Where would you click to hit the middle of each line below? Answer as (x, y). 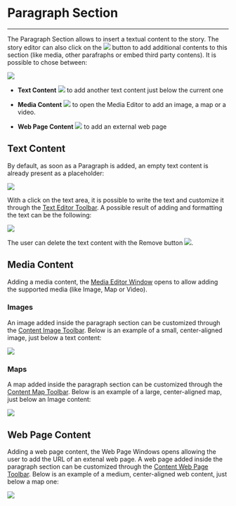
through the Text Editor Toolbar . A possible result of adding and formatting (115, 207)
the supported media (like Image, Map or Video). (77, 289)
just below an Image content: (49, 400)
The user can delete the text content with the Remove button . (100, 242)
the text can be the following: (50, 215)
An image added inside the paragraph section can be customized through (114, 322)
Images (20, 308)
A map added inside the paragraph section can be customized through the (115, 384)
